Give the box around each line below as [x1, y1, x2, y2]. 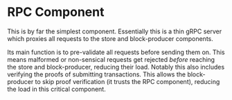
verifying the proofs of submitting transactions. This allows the [7, 70, 186, 78]
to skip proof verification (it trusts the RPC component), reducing [35, 77, 220, 85]
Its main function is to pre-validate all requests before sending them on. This [7, 48, 225, 56]
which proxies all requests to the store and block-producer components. [7, 34, 213, 42]
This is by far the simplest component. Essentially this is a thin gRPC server [7, 27, 222, 35]
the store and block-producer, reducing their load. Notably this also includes [7, 62, 225, 71]
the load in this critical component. [7, 85, 106, 93]
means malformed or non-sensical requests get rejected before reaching [7, 55, 215, 63]
